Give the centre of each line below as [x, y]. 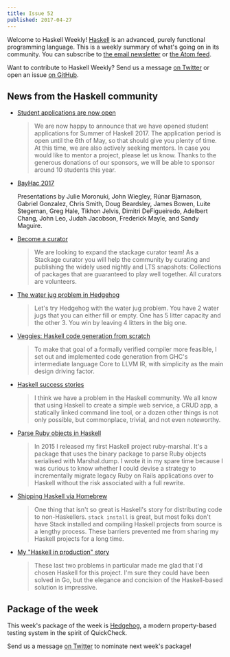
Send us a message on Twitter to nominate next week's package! [100, 646]
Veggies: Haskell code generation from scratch [83, 336]
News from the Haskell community [82, 96]
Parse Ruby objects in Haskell [59, 433]
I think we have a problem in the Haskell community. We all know [126, 398]
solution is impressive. [66, 588]
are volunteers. [55, 282]
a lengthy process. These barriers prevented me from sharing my [126, 532]
